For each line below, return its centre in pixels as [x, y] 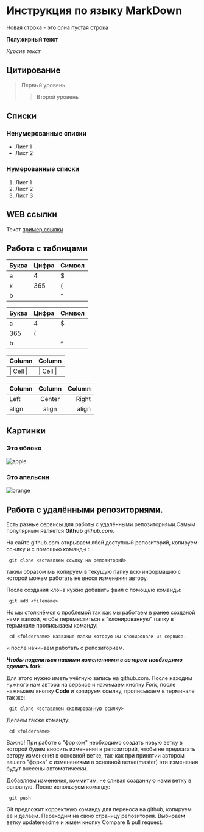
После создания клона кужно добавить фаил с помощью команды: [94, 590]
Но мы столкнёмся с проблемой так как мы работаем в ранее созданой [101, 613]
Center [50, 399]
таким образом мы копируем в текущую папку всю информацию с [94, 572]
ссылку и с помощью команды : [48, 549]
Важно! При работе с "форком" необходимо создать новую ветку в [94, 743]
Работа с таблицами [47, 248]
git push [20, 798]
